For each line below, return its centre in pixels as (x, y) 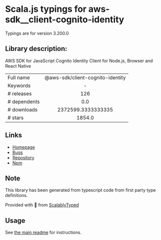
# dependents (24, 101)
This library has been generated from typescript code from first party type (80, 190)
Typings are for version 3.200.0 (37, 33)
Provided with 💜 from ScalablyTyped (42, 205)
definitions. (16, 196)
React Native (18, 66)
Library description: (36, 49)
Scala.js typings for (46, 9)
